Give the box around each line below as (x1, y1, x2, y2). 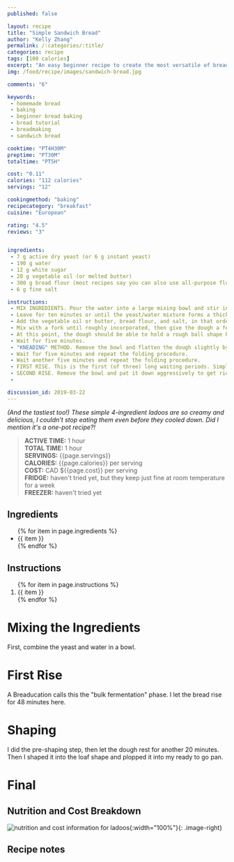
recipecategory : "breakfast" (7, 202, 92, 209)
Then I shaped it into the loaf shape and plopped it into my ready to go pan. (7, 753, 224, 761)
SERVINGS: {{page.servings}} (24, 451, 111, 459)
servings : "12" (7, 184, 52, 191)
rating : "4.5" (7, 221, 49, 229)
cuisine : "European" (7, 209, 68, 216)
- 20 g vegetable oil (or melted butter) (10, 273, 132, 280)
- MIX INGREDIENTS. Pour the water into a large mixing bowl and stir (10, 305, 219, 312)
